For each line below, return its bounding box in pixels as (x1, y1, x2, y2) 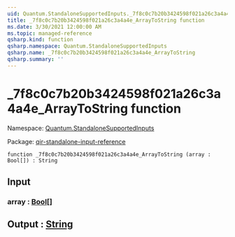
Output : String (7, 218, 73, 231)
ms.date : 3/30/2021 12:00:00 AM (7, 23, 101, 30)
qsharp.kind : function (7, 36, 73, 43)
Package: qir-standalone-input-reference (7, 137, 126, 145)
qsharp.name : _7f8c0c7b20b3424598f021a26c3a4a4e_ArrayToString (7, 50, 196, 57)
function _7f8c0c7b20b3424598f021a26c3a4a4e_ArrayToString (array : (7, 151, 211, 158)
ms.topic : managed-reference (7, 29, 92, 37)
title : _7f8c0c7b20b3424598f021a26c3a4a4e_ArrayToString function (7, 17, 205, 24)
